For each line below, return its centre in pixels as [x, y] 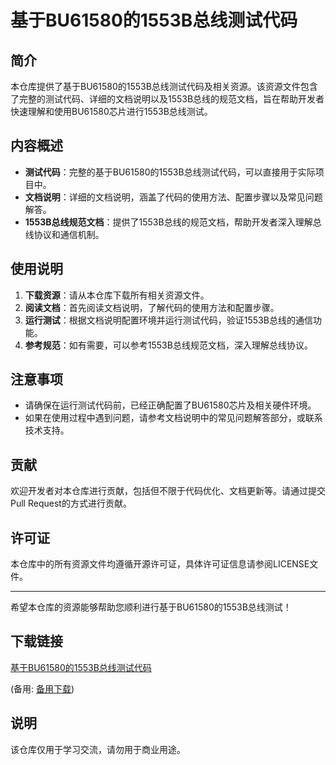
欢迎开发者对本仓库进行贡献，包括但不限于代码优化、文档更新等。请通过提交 [168, 491]
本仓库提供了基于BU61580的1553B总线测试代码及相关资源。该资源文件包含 [164, 86]
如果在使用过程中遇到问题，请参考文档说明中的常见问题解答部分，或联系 [173, 418]
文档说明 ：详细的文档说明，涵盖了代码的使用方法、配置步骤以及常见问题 [173, 197]
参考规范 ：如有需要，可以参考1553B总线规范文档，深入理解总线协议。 [168, 345]
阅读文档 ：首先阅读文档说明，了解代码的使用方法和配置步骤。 [152, 307]
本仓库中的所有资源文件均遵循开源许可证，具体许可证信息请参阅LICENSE [160, 564]
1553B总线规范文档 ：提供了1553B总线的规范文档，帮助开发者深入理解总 [173, 222]
